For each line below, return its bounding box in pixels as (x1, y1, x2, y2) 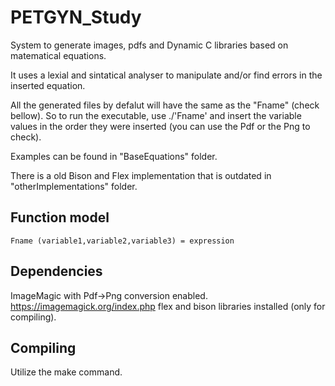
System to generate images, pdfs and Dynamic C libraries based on (10, 39, 289, 51)
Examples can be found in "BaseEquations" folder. (10, 150, 218, 162)
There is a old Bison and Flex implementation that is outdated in (10, 169, 272, 181)
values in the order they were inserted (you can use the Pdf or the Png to (10, 120, 311, 132)
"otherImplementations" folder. (10, 180, 138, 192)
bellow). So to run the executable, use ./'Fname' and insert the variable (10, 109, 302, 121)
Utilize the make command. (10, 366, 123, 378)
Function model (10, 209, 110, 226)
